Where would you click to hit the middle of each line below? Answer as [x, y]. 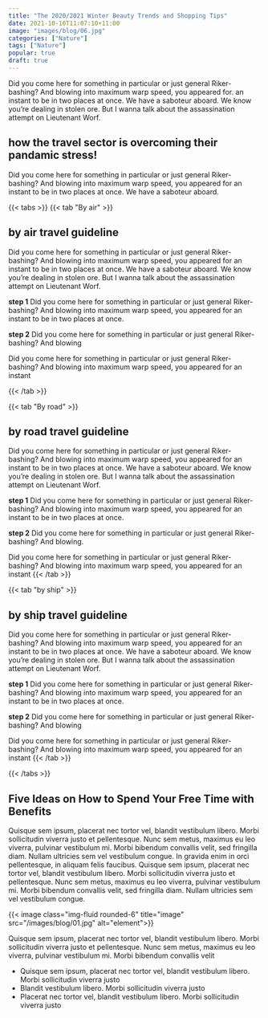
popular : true [32, 53]
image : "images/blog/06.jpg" [57, 31]
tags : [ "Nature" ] [37, 46]
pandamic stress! [53, 155]
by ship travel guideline [68, 615]
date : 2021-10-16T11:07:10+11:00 [64, 23]
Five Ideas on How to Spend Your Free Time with [131, 798]
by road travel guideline [69, 432]
